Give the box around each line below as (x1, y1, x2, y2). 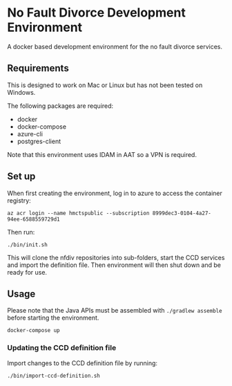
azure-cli (17, 129, 43, 138)
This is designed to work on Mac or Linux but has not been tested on (7, 81, 203, 89)
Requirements (7, 62, 69, 74)
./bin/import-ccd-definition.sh (7, 372, 100, 379)
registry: (7, 196, 31, 205)
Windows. (7, 88, 36, 96)
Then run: (7, 228, 35, 236)
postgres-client (17, 137, 61, 145)
